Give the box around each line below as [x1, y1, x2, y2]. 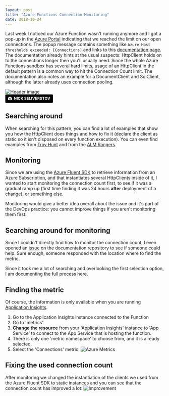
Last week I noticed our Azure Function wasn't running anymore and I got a [5, 31, 161, 37]
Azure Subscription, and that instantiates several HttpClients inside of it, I [5, 175, 157, 181]
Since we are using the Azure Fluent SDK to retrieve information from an [5, 169, 155, 175]
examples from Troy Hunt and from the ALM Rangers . [5, 141, 117, 147]
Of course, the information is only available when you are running [5, 299, 141, 305]
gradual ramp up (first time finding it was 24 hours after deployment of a [5, 186, 156, 192]
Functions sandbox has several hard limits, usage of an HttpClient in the [5, 63, 155, 69]
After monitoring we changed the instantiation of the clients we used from [5, 374, 159, 380]
